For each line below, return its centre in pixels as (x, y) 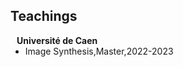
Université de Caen (57, 40)
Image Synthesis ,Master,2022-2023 (99, 51)
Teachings (44, 16)
